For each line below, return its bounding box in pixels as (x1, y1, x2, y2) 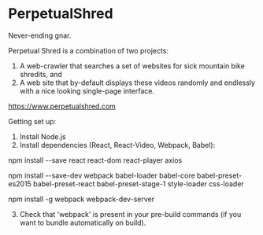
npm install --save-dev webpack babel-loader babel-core (8, 171, 195, 180)
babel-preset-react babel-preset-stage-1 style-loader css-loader (32, 178, 244, 189)
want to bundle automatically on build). (19, 218, 146, 227)
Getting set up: (8, 116, 57, 126)
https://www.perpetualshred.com (8, 101, 117, 111)
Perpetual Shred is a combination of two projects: (8, 46, 169, 55)
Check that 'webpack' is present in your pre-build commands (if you (19, 209, 242, 218)
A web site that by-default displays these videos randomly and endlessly (19, 78, 256, 87)
